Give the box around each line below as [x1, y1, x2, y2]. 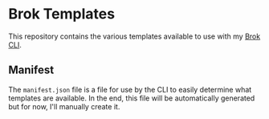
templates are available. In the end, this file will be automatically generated [8, 93, 255, 103]
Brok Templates [8, 5, 115, 23]
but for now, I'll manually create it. [8, 101, 120, 111]
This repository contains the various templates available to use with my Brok [8, 31, 261, 41]
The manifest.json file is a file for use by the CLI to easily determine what [8, 84, 252, 94]
